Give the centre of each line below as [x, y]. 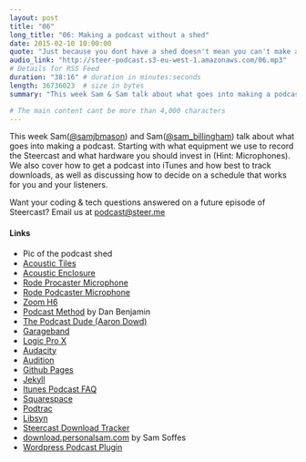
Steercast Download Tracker [76, 427]
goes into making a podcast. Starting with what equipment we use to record [152, 146]
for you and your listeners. [59, 185]
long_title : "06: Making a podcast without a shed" [109, 35]
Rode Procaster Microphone [76, 282]
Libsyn [35, 418]
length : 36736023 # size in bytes [77, 86]
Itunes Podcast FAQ [60, 389]
